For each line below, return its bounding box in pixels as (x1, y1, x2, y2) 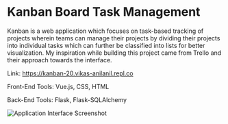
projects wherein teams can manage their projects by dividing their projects (7, 34, 220, 42)
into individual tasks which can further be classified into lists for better (7, 41, 205, 49)
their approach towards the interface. (7, 55, 112, 64)
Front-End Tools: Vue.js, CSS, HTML (7, 82, 110, 90)
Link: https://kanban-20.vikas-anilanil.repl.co (7, 69, 134, 77)
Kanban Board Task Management (7, 4, 201, 20)
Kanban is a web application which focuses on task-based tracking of (7, 27, 204, 35)
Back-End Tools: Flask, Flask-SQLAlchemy (7, 95, 127, 103)
